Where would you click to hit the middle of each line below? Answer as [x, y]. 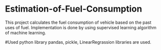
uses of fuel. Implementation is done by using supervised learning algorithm [81, 27]
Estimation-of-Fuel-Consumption [74, 9]
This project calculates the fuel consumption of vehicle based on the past [78, 22]
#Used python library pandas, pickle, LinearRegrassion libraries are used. [78, 42]
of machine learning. [26, 33]
